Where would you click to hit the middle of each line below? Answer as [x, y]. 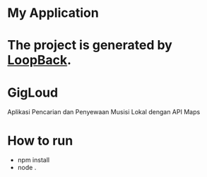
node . [27, 168]
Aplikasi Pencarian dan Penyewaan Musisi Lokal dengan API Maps [104, 112]
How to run [40, 141]
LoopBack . [40, 60]
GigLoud [33, 92]
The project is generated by [90, 45]
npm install [34, 160]
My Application [53, 13]
